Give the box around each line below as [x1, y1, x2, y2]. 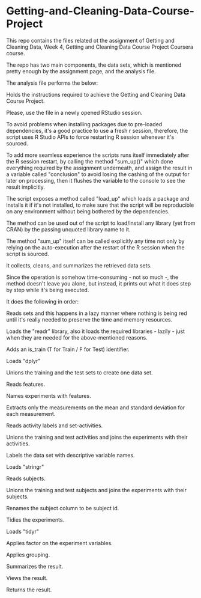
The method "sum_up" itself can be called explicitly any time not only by [6, 237, 185, 245]
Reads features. [6, 380, 46, 388]
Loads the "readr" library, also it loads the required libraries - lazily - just [6, 328, 185, 335]
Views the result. [6, 574, 48, 581]
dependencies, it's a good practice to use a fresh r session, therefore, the [6, 127, 188, 134]
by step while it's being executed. [6, 286, 89, 293]
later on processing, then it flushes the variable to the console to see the [6, 177, 185, 184]
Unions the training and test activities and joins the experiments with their [6, 433, 188, 441]
